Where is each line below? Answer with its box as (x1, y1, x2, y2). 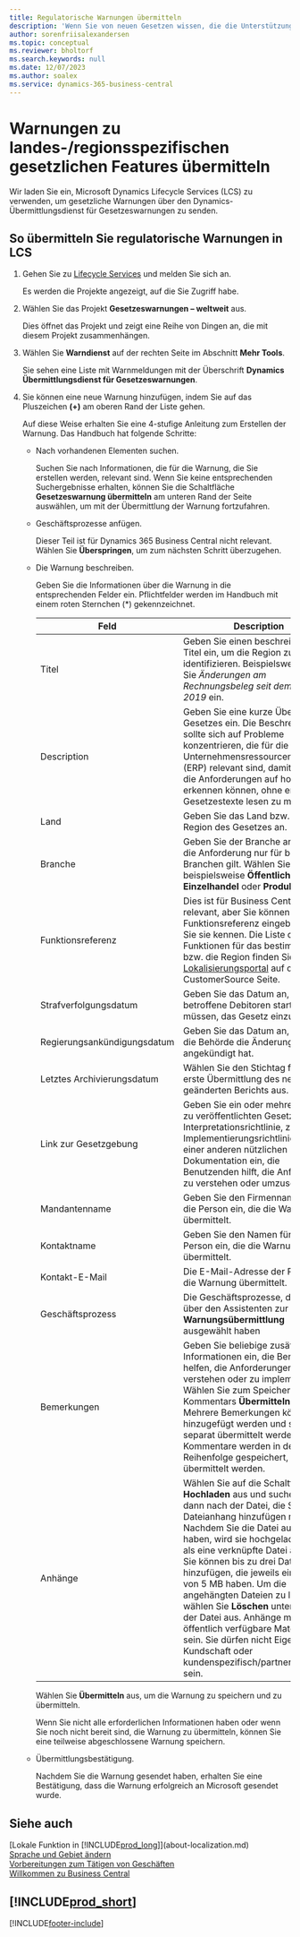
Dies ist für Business (182, 895, 270, 907)
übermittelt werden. (182, 1462, 266, 1475)
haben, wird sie (182, 1533, 247, 1546)
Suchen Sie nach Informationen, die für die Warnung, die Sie (35, 463, 259, 474)
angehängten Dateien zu (182, 1589, 287, 1601)
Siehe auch (9, 1815, 73, 1831)
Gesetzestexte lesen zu (182, 795, 281, 808)
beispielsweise (182, 870, 246, 882)
